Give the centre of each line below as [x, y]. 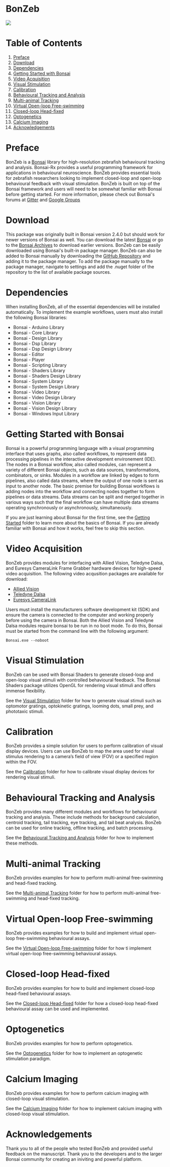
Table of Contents [44, 43]
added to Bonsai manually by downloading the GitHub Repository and [78, 256]
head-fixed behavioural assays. [38, 994]
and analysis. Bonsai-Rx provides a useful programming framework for [79, 167]
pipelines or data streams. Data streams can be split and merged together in [85, 497]
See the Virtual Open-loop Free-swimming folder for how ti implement [78, 948]
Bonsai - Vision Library [37, 403]
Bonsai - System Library [38, 381]
